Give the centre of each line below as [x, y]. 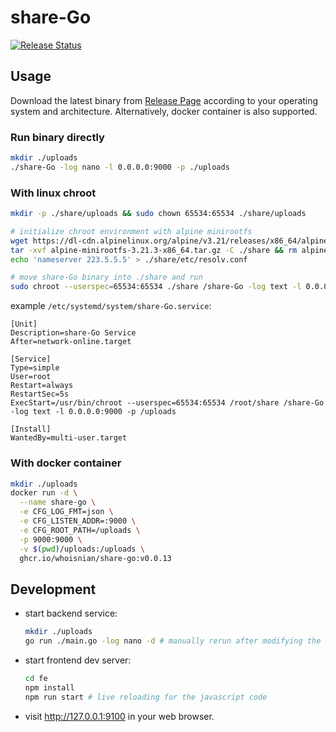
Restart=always [42, 386]
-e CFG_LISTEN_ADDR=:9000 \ [78, 521]
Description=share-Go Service [73, 333]
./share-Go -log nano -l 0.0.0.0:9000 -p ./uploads [120, 167]
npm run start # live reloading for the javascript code [146, 697]
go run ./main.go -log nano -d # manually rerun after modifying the [173, 641]
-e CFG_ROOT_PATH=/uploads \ [80, 530]
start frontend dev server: [78, 660]
